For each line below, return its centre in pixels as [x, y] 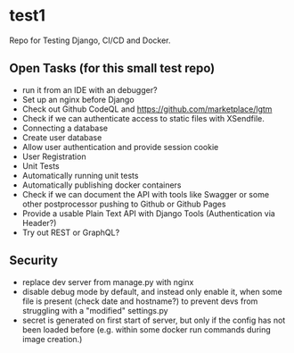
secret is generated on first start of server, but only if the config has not [154, 320]
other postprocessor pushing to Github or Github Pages [124, 204]
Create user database [62, 137]
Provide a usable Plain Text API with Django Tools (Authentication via [149, 213]
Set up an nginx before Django [78, 99]
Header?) [39, 223]
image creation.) [52, 339]
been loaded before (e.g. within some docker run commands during [147, 329]
